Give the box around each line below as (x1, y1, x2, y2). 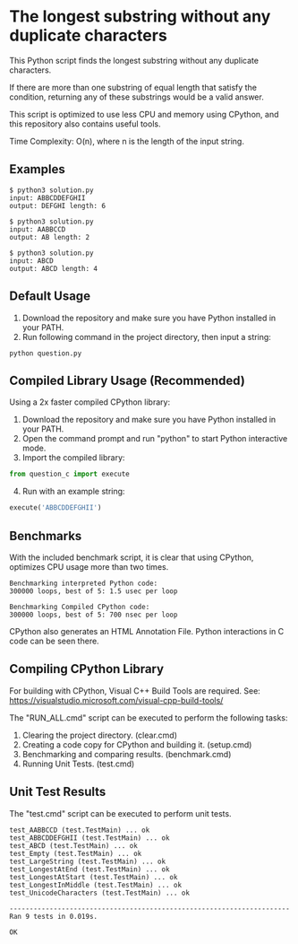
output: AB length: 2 (9, 232, 90, 241)
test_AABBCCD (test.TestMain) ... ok (9, 826, 150, 835)
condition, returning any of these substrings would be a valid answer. (9, 92, 264, 102)
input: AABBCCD (9, 224, 66, 234)
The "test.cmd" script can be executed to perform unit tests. (9, 808, 232, 818)
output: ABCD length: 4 (9, 264, 98, 273)
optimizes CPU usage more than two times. (9, 561, 169, 572)
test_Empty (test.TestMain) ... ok (9, 849, 142, 858)
